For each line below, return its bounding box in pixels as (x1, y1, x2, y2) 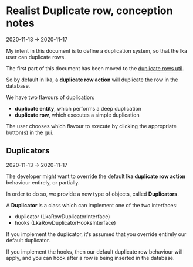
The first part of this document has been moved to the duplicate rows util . (6, 64, 184, 71)
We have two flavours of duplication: (6, 94, 95, 101)
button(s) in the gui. (6, 129, 54, 136)
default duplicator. (6, 237, 50, 244)
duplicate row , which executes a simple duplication (14, 111, 140, 118)
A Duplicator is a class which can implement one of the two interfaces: (6, 201, 178, 208)
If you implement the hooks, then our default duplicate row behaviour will (6, 248, 183, 255)
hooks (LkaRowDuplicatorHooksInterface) (14, 219, 116, 226)
